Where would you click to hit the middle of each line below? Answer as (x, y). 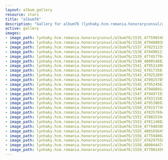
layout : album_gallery (29, 10)
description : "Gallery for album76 (42, 24)
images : (13, 33)
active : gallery (22, 29)
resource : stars (22, 15)
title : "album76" (23, 19)
